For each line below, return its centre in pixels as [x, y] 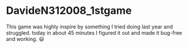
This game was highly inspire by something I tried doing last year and [90, 27]
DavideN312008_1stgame [69, 11]
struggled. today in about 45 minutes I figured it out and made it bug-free [94, 32]
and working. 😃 [25, 39]
